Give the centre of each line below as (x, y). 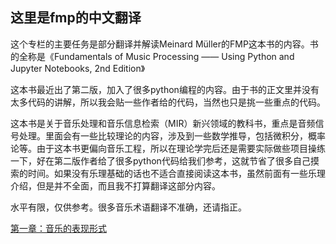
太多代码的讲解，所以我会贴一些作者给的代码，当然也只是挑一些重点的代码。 (168, 102)
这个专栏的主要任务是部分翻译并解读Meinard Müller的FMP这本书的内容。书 (164, 44)
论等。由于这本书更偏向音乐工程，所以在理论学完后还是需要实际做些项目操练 (168, 148)
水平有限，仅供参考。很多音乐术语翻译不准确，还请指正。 (128, 207)
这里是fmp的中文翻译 (76, 18)
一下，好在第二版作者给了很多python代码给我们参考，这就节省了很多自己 (160, 160)
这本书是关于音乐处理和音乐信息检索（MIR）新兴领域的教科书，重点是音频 (163, 123)
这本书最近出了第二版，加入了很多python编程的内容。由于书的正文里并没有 (165, 89)
